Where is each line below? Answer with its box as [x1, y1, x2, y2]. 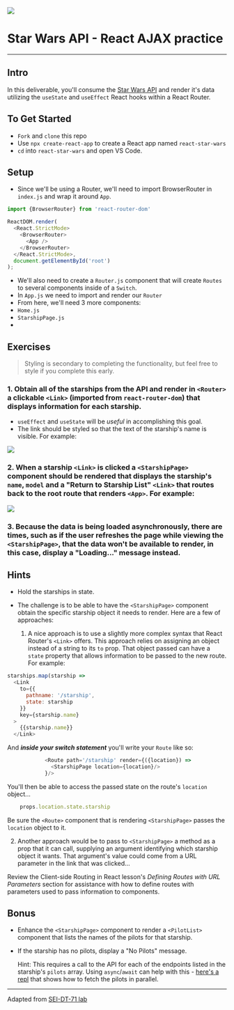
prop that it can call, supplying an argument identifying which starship [17, 844, 218, 853]
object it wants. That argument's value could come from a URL [17, 851, 197, 860]
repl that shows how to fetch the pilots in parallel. [17, 975, 159, 984]
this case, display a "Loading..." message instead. [7, 547, 181, 557]
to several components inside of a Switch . [17, 283, 137, 292]
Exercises [7, 341, 51, 352]
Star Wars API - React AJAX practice [7, 31, 224, 47]
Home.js [17, 307, 40, 314]
